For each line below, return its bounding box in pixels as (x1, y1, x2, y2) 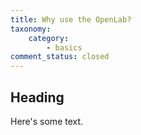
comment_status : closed (10, 52, 110, 62)
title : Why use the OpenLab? (10, 14, 132, 25)
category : (28, 33, 70, 43)
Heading (10, 89, 65, 106)
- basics (46, 42, 83, 53)
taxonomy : (10, 24, 52, 34)
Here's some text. (10, 115, 84, 127)
